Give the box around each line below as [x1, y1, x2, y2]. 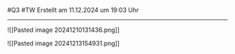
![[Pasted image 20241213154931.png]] [7, 39, 120, 47]
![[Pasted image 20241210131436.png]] [7, 26, 120, 34]
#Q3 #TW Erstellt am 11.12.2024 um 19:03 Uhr [7, 6, 139, 14]
